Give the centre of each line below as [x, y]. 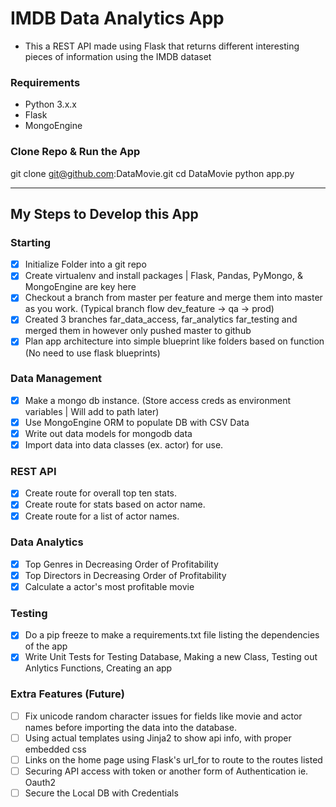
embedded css [55, 749]
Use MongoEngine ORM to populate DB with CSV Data [137, 422]
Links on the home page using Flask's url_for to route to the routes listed [173, 759]
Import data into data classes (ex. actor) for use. [124, 445]
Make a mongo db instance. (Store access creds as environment [158, 400]
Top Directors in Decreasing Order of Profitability [125, 575]
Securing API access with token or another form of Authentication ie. [166, 771]
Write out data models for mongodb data [108, 433]
